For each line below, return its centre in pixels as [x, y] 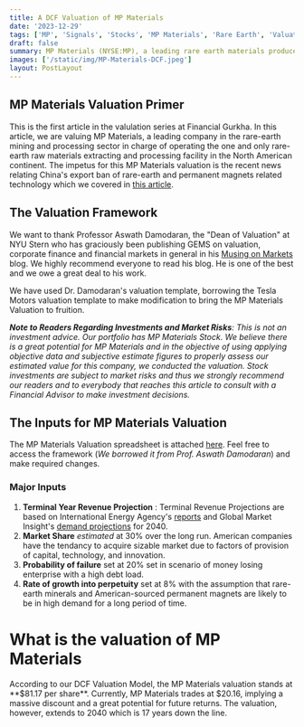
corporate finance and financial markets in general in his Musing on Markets [152, 253]
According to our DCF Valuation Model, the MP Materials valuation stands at [151, 684]
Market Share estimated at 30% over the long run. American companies [157, 535]
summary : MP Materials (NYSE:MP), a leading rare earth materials [137, 52]
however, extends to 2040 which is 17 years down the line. [119, 713]
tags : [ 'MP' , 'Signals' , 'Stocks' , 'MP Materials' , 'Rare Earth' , [137, 34]
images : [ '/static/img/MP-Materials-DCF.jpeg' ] [101, 60]
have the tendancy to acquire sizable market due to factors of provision [156, 545]
